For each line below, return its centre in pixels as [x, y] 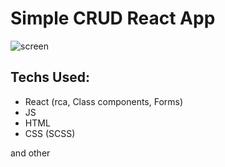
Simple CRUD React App [113, 18]
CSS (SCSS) [50, 133]
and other [30, 153]
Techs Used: [50, 77]
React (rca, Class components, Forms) [104, 101]
